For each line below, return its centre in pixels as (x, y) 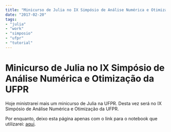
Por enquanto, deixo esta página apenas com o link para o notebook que (81, 118)
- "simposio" (19, 33)
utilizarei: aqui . (21, 124)
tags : (11, 19)
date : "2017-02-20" (26, 15)
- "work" (15, 29)
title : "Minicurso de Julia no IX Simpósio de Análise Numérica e (77, 10)
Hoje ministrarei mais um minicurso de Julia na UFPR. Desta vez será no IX (83, 103)
